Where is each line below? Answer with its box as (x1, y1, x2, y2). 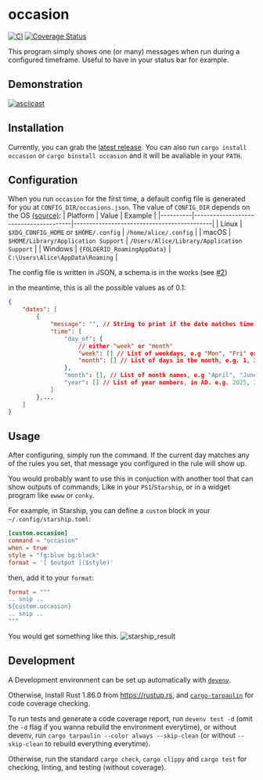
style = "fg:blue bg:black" (8, 551, 100, 559)
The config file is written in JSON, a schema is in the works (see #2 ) (8, 268, 228, 277)
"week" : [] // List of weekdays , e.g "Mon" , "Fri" (77, 350, 247, 357)
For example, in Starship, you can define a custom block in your (8, 506, 211, 515)
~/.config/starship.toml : (8, 515, 92, 524)
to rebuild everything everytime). (45, 738, 151, 748)
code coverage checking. (8, 698, 91, 708)
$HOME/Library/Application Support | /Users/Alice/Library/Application (8, 236, 243, 245)
